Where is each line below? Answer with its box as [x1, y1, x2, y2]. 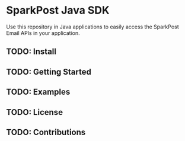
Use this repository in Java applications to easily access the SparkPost [6, 23, 179, 30]
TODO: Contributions [6, 127, 86, 137]
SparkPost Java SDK [6, 4, 110, 17]
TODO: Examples [6, 87, 71, 97]
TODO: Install [6, 47, 56, 57]
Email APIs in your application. [6, 29, 80, 36]
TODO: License [6, 107, 63, 117]
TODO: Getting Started [6, 66, 92, 77]
